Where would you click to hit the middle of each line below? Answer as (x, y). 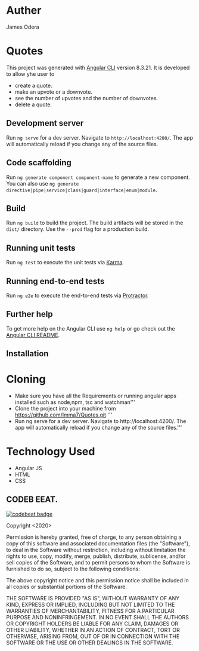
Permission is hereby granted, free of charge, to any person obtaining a (94, 537)
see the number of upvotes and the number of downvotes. (86, 98)
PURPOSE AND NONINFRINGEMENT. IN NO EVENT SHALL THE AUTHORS (98, 617)
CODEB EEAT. (32, 500)
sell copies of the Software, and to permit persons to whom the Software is (98, 562)
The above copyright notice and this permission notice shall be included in (97, 580)
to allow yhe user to (30, 74)
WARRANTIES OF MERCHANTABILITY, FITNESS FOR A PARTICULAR (90, 611)
